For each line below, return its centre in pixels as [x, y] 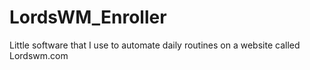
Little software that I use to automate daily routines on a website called [155, 45]
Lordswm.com [39, 55]
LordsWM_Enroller [88, 17]
